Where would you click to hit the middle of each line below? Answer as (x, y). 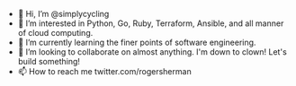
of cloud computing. (55, 33)
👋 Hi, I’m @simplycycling (63, 14)
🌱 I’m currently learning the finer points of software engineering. (137, 42)
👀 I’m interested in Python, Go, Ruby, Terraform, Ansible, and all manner (151, 23)
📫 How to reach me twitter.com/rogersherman (104, 71)
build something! (49, 61)
